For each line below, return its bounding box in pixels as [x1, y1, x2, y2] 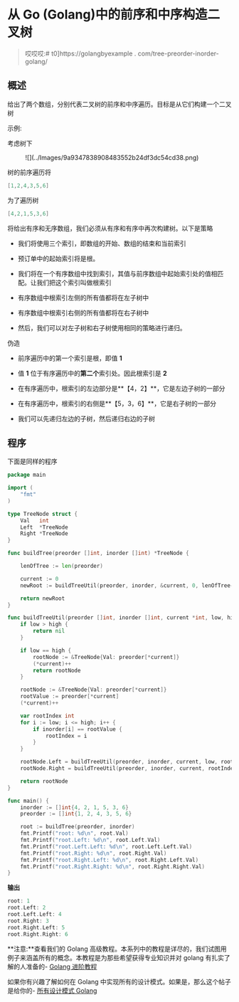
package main [7, 471, 46, 479]
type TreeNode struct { [7, 510, 78, 517]
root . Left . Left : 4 [7, 911, 62, 918]
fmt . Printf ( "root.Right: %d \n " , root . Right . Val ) [20, 850, 167, 857]
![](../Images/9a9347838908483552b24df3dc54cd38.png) [25, 153, 199, 162]
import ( [7, 485, 33, 492]
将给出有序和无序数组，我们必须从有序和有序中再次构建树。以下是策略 [7, 223, 213, 232]
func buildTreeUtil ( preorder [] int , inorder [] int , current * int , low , [7, 614, 224, 621]
